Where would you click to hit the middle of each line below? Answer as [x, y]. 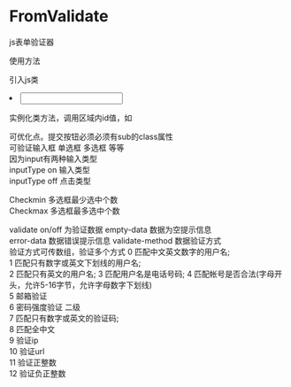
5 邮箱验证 [28, 296]
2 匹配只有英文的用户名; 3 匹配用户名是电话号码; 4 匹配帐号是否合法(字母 [142, 274]
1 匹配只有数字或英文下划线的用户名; [75, 262]
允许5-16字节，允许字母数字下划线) [88, 284]
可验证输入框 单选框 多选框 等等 [67, 147]
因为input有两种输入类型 [54, 159]
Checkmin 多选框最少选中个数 [64, 199]
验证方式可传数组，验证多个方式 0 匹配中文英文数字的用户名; [119, 252]
